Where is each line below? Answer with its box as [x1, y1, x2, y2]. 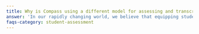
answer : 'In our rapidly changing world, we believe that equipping [6, 14, 179, 20]
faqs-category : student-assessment [6, 19, 94, 25]
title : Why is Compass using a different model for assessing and [6, 8, 174, 14]
